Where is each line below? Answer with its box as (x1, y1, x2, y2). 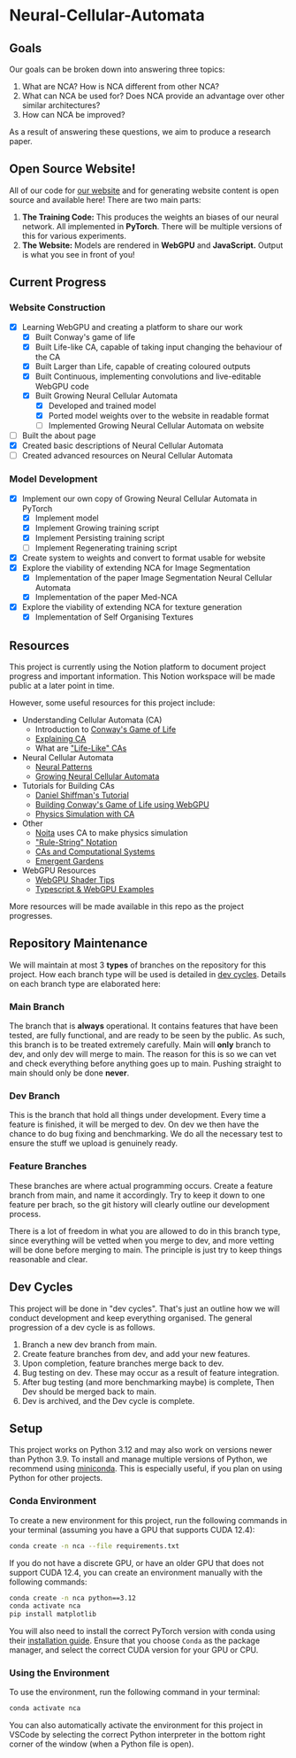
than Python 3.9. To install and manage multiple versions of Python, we (9, 1453, 268, 1465)
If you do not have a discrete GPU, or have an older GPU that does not (9, 1557, 264, 1568)
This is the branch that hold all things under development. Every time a (9, 1110, 267, 1121)
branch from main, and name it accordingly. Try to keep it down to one (9, 1190, 266, 1200)
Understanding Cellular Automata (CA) (21, 714, 163, 726)
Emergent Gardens (34, 856, 104, 867)
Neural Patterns (34, 762, 93, 773)
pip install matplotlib (9, 1610, 97, 1619)
